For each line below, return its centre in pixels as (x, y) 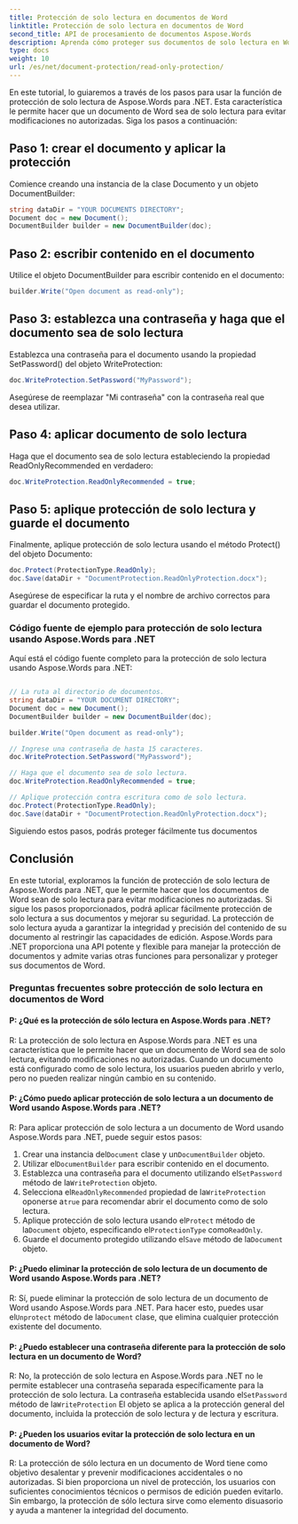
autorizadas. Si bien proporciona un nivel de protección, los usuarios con (143, 1482)
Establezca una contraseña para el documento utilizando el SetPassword (152, 1173)
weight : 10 (29, 59)
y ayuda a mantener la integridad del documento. (99, 1511)
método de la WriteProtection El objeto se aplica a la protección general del (147, 1404)
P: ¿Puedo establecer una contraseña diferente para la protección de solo (148, 1346)
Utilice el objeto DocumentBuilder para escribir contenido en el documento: (147, 275)
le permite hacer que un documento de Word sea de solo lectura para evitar (148, 111)
